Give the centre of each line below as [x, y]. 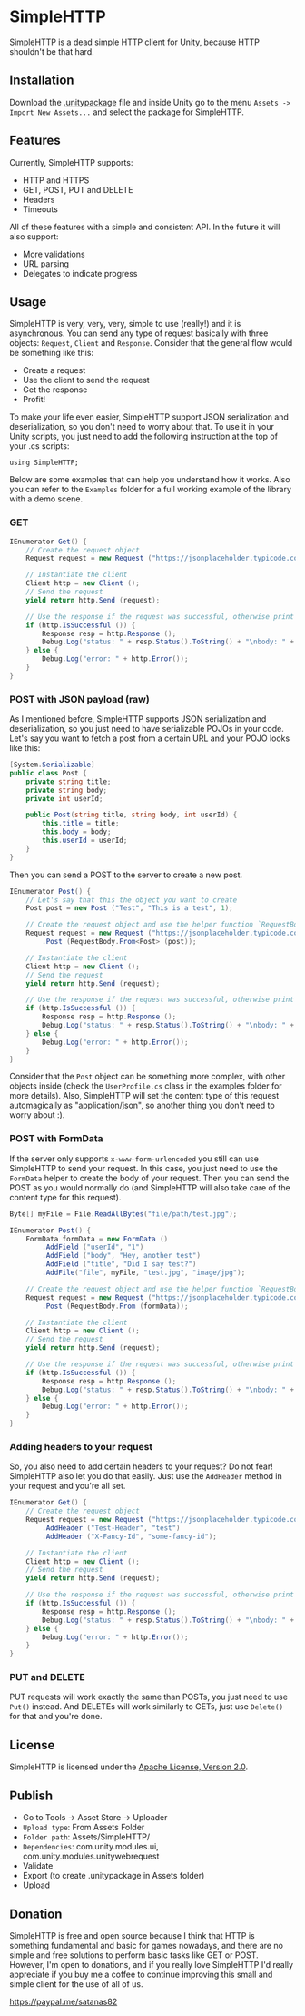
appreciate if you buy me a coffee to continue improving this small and [141, 1974]
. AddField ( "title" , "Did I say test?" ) [119, 1264]
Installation [42, 81]
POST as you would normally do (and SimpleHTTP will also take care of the [150, 1187]
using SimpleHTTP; [44, 463]
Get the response [55, 390]
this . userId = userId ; [85, 841]
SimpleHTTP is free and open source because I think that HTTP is [133, 1935]
